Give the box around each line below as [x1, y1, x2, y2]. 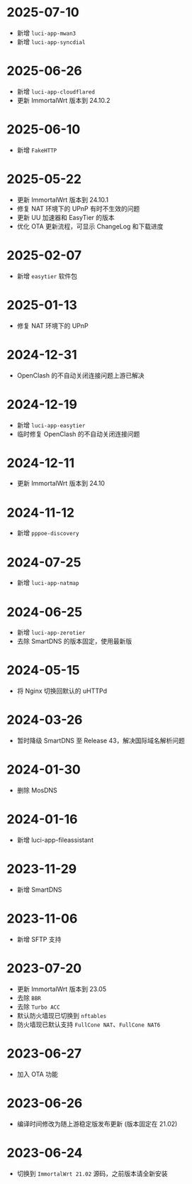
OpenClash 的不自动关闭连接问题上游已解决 [16, 371, 145, 380]
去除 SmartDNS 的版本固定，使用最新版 [16, 637, 132, 646]
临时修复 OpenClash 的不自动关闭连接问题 [16, 429, 140, 438]
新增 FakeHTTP [16, 146, 57, 154]
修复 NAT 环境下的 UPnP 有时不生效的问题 [16, 204, 140, 213]
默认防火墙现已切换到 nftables [16, 1011, 107, 1019]
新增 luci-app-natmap [16, 579, 79, 587]
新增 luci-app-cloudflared [16, 87, 95, 96]
